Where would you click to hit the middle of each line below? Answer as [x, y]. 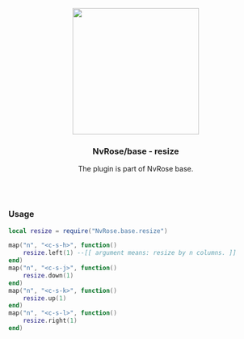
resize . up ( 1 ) [45, 298]
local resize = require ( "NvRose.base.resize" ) [88, 231]
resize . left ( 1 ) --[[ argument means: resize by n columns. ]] [130, 253]
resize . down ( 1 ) [48, 275]
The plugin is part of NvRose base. [136, 169]
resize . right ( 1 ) [50, 321]
